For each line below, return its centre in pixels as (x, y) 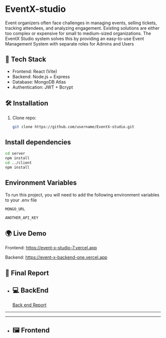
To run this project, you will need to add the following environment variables (82, 194)
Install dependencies (38, 142)
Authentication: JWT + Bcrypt (42, 87)
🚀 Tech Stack (26, 60)
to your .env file (21, 200)
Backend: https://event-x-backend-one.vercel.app (56, 257)
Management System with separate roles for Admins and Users (70, 44)
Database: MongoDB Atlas (39, 82)
